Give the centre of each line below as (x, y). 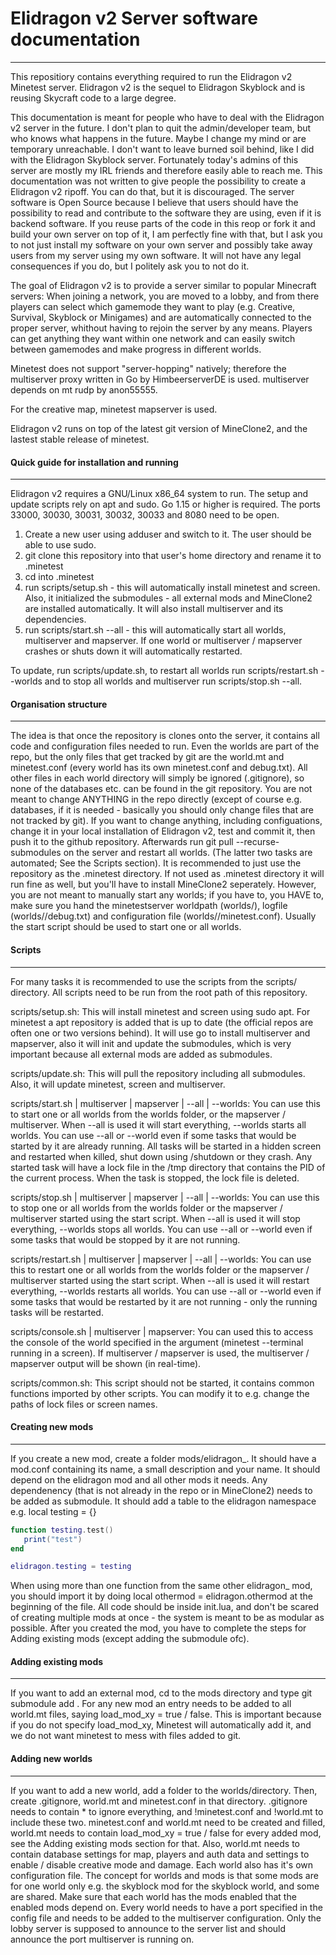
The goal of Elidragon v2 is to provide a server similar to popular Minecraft (163, 285)
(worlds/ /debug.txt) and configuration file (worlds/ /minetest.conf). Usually (163, 916)
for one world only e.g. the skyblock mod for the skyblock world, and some (165, 1886)
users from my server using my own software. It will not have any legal (156, 255)
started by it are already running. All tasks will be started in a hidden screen (166, 1146)
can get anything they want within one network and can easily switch (153, 338)
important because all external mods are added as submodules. (141, 1054)
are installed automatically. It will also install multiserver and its (154, 609)
